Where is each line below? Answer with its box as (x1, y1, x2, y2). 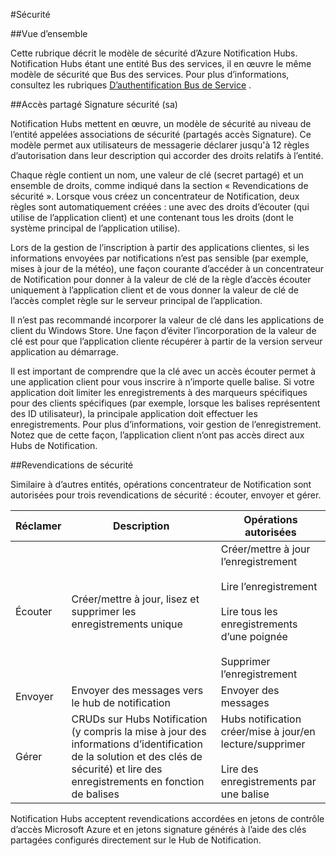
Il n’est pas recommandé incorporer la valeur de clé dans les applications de (10, 314, 325, 326)
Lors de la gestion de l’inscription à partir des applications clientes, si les (10, 242, 310, 253)
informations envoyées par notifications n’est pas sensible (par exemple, (10, 252, 309, 264)
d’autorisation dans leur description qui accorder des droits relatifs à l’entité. (10, 150, 324, 161)
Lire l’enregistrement (220, 580, 318, 593)
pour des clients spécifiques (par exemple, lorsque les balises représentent (10, 397, 321, 409)
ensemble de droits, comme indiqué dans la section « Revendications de (10, 180, 309, 191)
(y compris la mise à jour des (71, 725, 207, 738)
